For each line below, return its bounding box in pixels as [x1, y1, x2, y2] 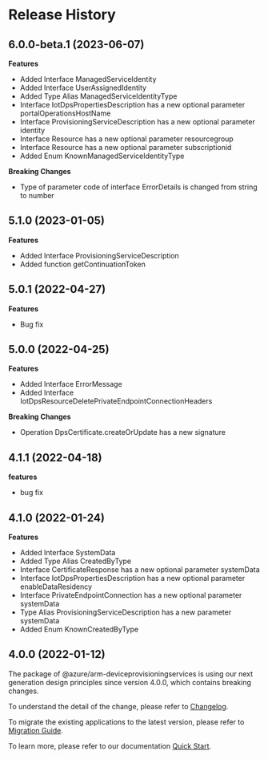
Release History [8, 6, 116, 24]
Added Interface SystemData [19, 548, 116, 558]
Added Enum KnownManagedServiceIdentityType [19, 151, 185, 160]
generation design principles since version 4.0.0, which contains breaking [8, 677, 252, 687]
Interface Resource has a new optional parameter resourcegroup [19, 134, 234, 144]
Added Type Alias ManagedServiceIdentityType [19, 91, 178, 101]
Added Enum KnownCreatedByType [19, 624, 138, 635]
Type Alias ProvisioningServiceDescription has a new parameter [19, 607, 232, 617]
